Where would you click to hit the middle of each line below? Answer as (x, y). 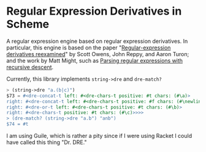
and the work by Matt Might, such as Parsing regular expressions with (94, 60)
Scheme (28, 24)
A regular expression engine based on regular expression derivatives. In (97, 41)
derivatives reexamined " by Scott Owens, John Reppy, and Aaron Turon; (98, 54)
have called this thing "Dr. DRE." (47, 142)
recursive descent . (30, 67)
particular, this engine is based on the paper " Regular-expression (89, 48)
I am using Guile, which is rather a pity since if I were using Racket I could (99, 136)
